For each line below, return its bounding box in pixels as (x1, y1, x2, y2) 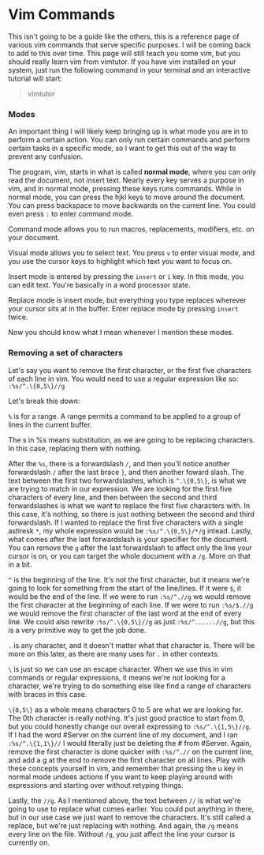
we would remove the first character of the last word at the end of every (8, 608, 242, 618)
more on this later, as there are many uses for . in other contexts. (8, 649, 220, 658)
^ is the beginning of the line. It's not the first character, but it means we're (8, 574, 250, 584)
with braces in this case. (8, 689, 87, 699)
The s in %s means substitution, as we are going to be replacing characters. (8, 435, 255, 444)
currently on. (8, 838, 50, 847)
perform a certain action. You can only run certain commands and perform (8, 135, 251, 145)
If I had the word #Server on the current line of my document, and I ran (8, 729, 238, 740)
